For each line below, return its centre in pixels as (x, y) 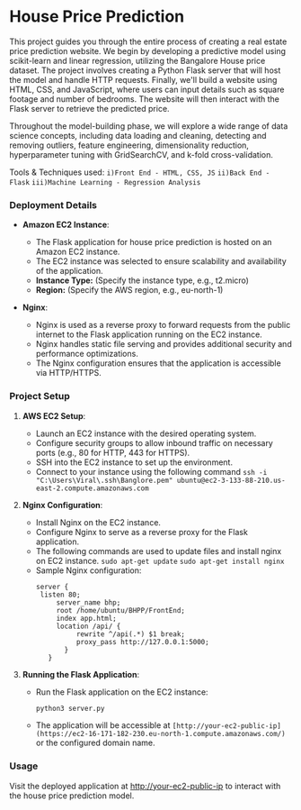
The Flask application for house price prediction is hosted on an (154, 242)
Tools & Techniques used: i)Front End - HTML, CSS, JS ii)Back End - (140, 172)
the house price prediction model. (72, 796)
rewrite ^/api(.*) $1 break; (131, 634)
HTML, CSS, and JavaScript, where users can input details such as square (147, 89)
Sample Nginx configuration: (89, 570)
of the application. (69, 271)
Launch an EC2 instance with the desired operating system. (146, 433)
